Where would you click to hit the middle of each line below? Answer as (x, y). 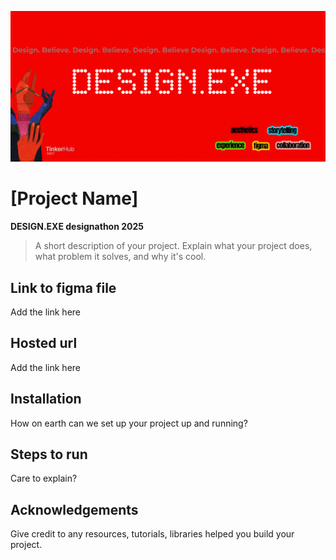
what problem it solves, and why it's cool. (120, 257)
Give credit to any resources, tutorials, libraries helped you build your (152, 534)
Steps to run (49, 454)
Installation (46, 399)
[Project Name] (74, 198)
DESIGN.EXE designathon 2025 (77, 227)
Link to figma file (63, 287)
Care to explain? (44, 478)
